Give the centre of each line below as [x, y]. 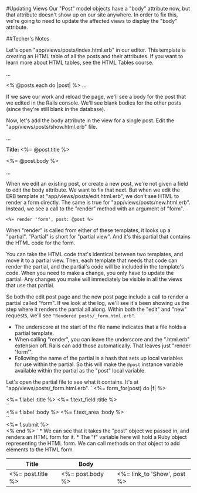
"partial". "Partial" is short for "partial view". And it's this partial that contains [98, 237]
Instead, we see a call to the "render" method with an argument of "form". [95, 209]
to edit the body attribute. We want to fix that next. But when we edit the [93, 190]
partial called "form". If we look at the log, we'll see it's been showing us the [98, 303]
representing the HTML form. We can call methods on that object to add [93, 443]
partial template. [34, 333]
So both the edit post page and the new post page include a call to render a [97, 297]
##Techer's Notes [28, 38]
